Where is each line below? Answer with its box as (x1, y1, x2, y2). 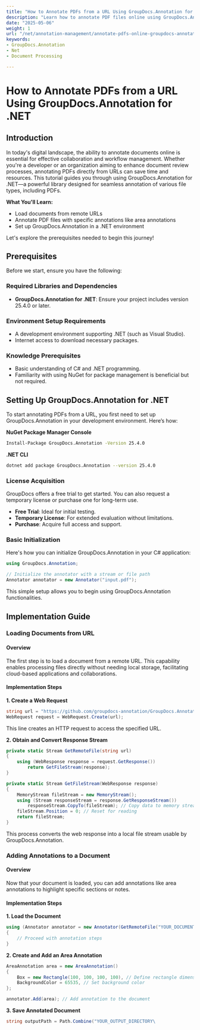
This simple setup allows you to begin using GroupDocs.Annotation (6, 588, 171, 595)
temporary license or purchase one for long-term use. (6, 497, 139, 504)
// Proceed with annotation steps (17, 935, 102, 942)
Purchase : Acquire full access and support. (14, 521, 122, 528)
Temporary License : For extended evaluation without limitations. (14, 514, 174, 522)
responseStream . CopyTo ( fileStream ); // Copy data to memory (27, 803, 180, 809)
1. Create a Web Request (6, 697, 68, 704)
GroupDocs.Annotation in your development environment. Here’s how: (6, 417, 178, 424)
